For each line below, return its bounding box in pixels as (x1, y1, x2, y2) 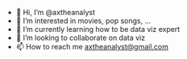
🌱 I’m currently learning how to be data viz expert (15, 25, 181, 33)
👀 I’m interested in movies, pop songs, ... (15, 16, 152, 26)
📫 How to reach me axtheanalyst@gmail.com (15, 42, 169, 51)
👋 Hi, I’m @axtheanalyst (15, 8, 95, 17)
